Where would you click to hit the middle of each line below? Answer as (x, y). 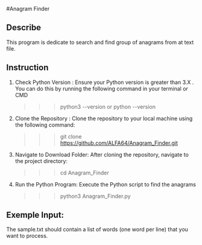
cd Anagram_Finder (85, 173)
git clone (71, 136)
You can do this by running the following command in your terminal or (102, 88)
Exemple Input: (35, 215)
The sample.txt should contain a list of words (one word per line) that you (97, 229)
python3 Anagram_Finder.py (95, 196)
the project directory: (41, 161)
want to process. (27, 236)
